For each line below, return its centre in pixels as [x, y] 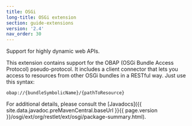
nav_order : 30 [24, 34]
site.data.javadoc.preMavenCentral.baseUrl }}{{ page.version [82, 110]
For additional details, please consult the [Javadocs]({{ [74, 104]
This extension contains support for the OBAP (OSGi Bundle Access [90, 63]
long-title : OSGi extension [41, 17]
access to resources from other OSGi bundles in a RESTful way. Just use [96, 76]
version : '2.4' [25, 28]
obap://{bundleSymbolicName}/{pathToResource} [65, 93]
